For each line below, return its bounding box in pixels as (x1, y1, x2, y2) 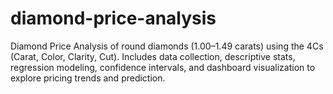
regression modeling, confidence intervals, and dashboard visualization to (10, 61, 316, 73)
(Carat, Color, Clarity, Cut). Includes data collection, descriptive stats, (10, 50, 296, 62)
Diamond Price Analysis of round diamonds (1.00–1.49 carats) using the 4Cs (10, 40, 324, 52)
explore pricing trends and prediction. (10, 72, 166, 84)
